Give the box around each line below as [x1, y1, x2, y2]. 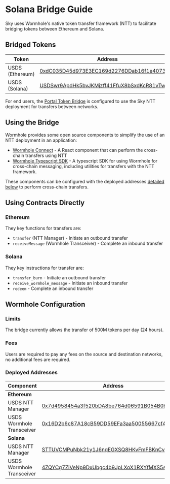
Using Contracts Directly [5, 198, 85, 207]
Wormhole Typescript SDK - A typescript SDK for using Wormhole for [12, 157, 158, 164]
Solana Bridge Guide [5, 4, 93, 15]
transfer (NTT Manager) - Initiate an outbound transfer [12, 235, 128, 241]
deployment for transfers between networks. [5, 103, 99, 110]
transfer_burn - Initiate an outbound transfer [12, 274, 106, 280]
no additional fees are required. [5, 357, 71, 363]
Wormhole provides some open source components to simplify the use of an [5, 132, 165, 138]
